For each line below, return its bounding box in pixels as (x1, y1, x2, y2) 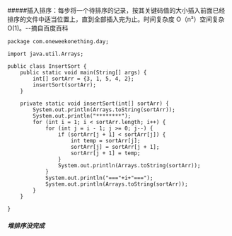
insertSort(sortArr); (33, 82, 97, 89)
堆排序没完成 (7, 221, 45, 230)
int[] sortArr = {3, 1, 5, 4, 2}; (33, 75, 134, 82)
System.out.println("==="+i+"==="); (45, 174, 153, 181)
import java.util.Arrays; (7, 50, 83, 57)
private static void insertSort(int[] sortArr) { (20, 100, 170, 107)
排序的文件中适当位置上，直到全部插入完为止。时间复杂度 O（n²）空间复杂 (7, 15, 225, 23)
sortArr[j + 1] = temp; (70, 150, 141, 157)
